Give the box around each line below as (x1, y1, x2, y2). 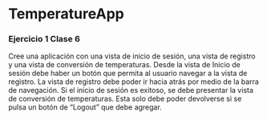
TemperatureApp (8, 5, 124, 23)
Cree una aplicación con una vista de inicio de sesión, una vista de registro (8, 51, 256, 61)
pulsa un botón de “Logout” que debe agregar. (8, 102, 162, 112)
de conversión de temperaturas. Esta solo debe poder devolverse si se (8, 94, 242, 104)
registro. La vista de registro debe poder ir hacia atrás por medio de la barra (8, 77, 259, 86)
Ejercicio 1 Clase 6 (8, 34, 80, 45)
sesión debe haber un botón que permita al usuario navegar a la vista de (8, 69, 248, 78)
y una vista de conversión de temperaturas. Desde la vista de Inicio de (8, 60, 241, 70)
